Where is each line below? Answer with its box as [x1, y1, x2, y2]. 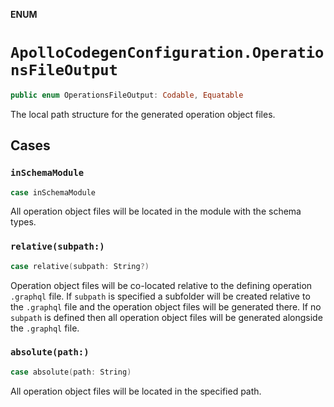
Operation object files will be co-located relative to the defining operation [10, 279, 313, 291]
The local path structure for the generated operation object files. [10, 108, 276, 120]
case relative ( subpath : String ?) [10, 261, 150, 271]
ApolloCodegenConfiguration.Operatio [10, 44, 325, 63]
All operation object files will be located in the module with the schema [10, 205, 302, 218]
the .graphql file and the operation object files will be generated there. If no [10, 300, 322, 313]
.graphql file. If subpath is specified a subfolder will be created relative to [10, 290, 311, 302]
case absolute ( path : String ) [10, 367, 132, 377]
